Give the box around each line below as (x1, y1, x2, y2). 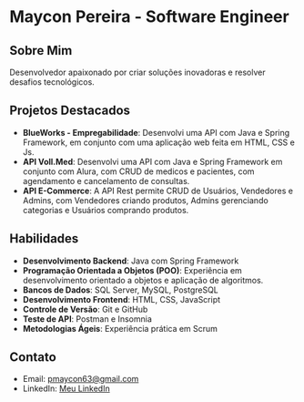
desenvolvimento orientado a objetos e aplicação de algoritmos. (22, 274, 264, 285)
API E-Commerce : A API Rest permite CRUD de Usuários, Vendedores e (22, 185, 294, 196)
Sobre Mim (9, 43, 73, 58)
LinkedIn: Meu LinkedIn (22, 383, 111, 394)
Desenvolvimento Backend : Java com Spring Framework (22, 255, 239, 266)
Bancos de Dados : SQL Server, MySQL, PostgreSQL (22, 284, 218, 295)
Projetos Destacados (9, 103, 130, 119)
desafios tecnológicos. (9, 77, 96, 88)
